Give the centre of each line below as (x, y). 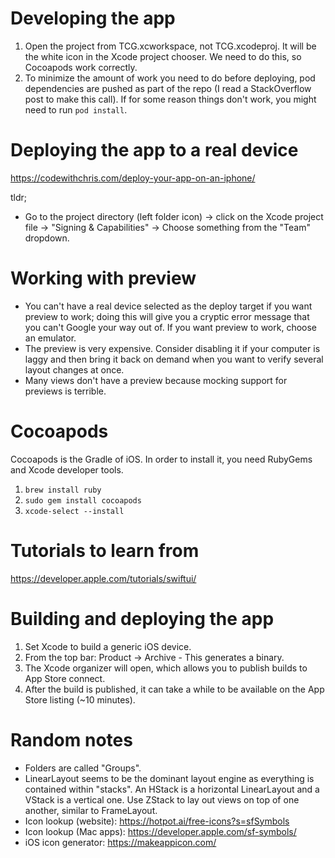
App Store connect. (65, 678)
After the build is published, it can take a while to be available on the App (174, 689)
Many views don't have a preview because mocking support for (156, 380)
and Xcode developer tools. (67, 469)
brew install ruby (63, 490)
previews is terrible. (65, 391)
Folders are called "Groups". (83, 768)
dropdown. (47, 238)
